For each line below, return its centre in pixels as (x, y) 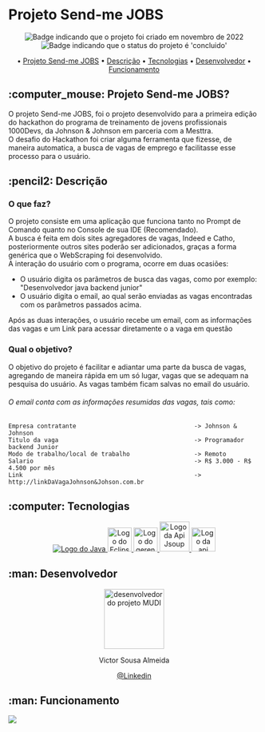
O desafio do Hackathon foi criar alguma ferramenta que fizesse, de (120, 139)
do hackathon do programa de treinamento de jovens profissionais (118, 122)
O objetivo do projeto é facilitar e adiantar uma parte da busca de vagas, (127, 367)
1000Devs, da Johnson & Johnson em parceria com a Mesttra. (111, 130)
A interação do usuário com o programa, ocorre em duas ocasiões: (119, 264)
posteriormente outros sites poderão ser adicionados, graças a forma (123, 247)
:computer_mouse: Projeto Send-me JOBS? (119, 95)
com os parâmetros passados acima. (81, 304)
